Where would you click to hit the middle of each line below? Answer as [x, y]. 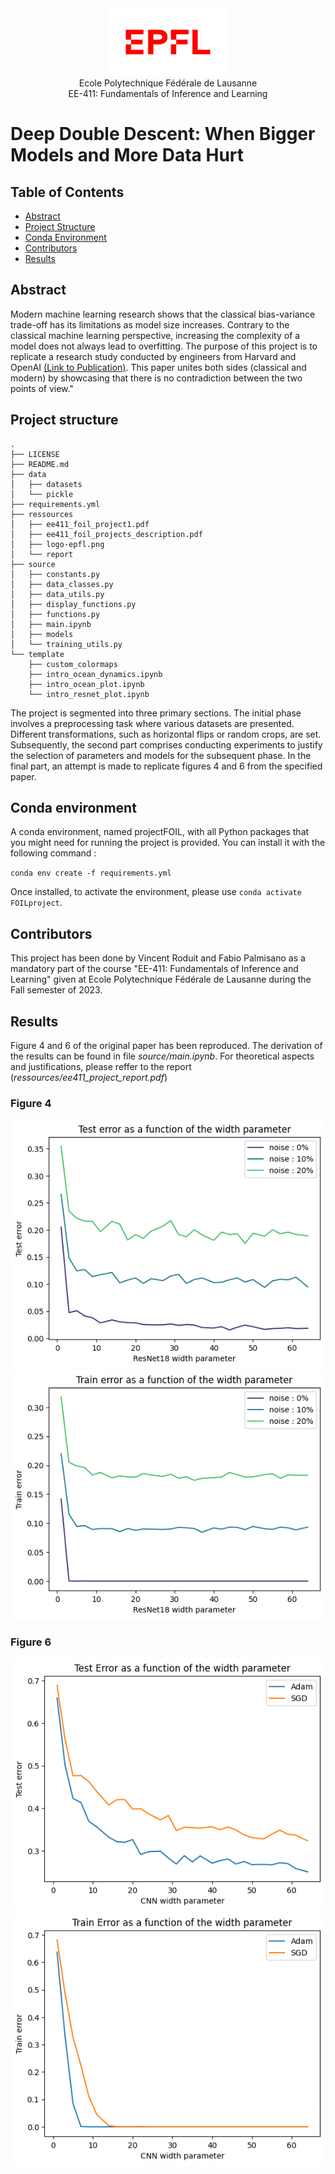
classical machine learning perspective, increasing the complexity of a [155, 335]
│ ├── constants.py [55, 574]
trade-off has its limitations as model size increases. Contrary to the [150, 324]
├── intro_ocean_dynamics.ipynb [95, 674]
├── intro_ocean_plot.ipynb [86, 684]
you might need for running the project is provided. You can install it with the [168, 843]
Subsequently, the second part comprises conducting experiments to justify [166, 744]
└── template [37, 654]
